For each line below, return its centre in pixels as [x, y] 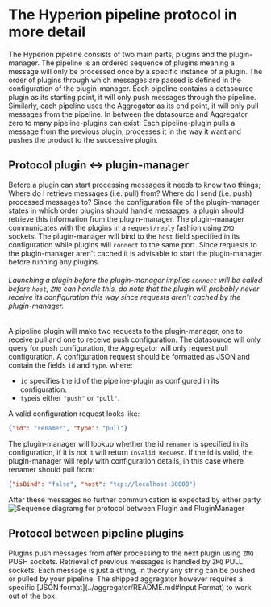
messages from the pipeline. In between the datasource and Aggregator [128, 114]
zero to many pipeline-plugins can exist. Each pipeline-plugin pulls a [122, 123]
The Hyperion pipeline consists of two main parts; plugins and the [118, 54]
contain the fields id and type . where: [71, 365]
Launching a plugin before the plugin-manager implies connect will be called [135, 281]
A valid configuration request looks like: [74, 414]
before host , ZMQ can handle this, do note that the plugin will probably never [134, 289]
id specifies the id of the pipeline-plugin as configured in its [119, 380]
